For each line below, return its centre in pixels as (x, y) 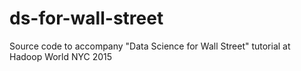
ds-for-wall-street (86, 18)
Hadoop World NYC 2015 (61, 56)
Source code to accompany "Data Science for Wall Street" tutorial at (150, 46)
